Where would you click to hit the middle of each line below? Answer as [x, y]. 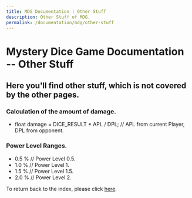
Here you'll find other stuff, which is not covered [96, 85]
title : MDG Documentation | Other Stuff [56, 11]
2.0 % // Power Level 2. [43, 177]
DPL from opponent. [39, 130]
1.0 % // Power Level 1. [42, 165]
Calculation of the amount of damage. [61, 111]
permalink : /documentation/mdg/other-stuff [60, 22]
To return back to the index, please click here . [62, 189]
